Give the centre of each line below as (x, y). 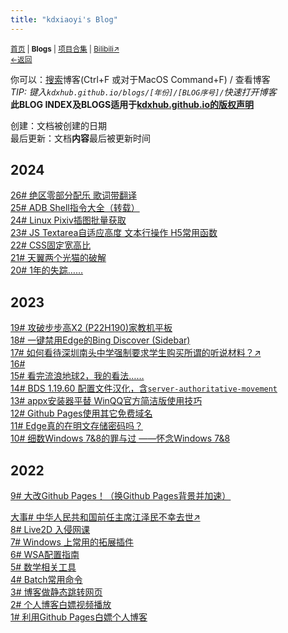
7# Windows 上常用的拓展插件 (72, 542)
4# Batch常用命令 (46, 580)
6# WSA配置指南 (45, 555)
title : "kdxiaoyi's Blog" (64, 19)
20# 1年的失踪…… (47, 270)
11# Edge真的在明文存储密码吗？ (76, 426)
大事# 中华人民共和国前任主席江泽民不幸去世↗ (105, 517)
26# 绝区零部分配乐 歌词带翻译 (73, 195)
